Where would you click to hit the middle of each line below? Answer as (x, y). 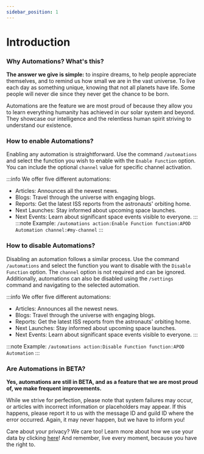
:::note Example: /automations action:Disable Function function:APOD (95, 346)
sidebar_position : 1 (33, 12)
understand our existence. (39, 125)
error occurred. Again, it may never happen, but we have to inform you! (96, 420)
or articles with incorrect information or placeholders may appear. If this (97, 407)
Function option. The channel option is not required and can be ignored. (96, 272)
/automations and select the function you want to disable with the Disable (99, 265)
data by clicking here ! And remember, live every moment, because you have (102, 438)
